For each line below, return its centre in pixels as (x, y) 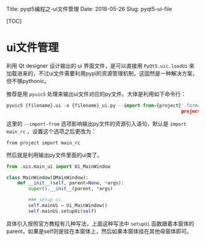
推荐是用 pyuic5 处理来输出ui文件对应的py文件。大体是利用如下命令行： (96, 94)
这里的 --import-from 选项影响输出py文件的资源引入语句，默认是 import (97, 123)
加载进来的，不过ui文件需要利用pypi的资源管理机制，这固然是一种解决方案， (102, 73)
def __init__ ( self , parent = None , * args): (70, 183)
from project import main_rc (43, 143)
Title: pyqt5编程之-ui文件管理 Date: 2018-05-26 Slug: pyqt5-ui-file (89, 9)
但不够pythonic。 (28, 81)
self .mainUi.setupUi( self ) (63, 211)
